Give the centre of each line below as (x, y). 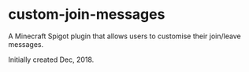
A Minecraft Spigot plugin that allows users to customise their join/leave (125, 36)
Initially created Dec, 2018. (51, 59)
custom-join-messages (87, 14)
